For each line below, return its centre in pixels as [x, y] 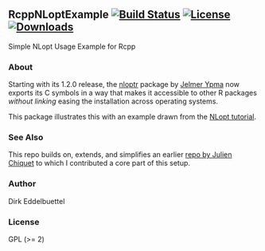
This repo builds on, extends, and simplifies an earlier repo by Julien [120, 155]
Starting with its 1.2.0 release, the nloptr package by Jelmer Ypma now [124, 84]
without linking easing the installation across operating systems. [113, 101]
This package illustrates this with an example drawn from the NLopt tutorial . [132, 117]
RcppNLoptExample [58, 15]
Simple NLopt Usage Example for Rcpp [72, 46]
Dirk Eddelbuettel [37, 201]
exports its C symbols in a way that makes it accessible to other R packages [132, 93]
